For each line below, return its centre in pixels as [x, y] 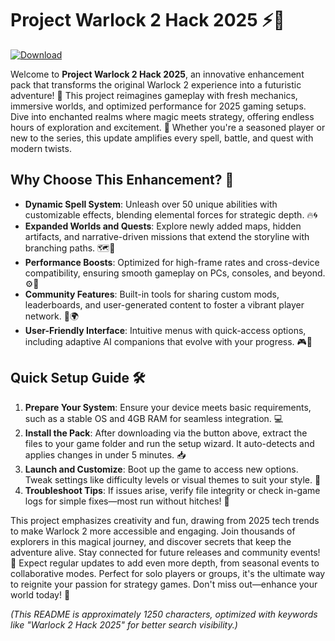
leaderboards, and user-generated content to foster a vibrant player [164, 304]
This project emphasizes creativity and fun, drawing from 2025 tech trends [165, 520]
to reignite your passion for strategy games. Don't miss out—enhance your [164, 584]
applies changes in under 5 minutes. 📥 [105, 454]
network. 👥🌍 [52, 316]
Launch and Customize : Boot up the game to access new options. [161, 469]
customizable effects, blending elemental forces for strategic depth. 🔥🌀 [171, 214]
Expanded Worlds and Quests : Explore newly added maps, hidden [163, 226]
